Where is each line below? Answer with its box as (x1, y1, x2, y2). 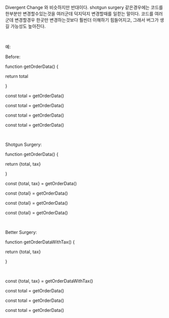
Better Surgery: (5, 229, 37, 235)
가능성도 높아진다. (10, 23, 46, 29)
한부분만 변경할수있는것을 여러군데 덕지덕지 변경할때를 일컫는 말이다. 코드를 (5, 11, 154, 17)
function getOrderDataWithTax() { (5, 239, 75, 245)
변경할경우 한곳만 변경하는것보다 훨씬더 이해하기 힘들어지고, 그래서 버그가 (14, 17, 159, 23)
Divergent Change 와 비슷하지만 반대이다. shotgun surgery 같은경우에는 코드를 (5, 5, 163, 10)
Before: (5, 54, 21, 59)
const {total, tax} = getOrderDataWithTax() (5, 278, 93, 284)
